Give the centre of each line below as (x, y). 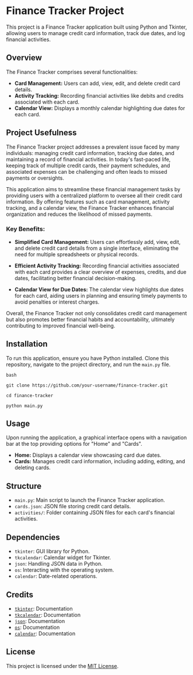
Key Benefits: (26, 229)
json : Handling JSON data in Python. (59, 564)
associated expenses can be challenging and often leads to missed (87, 171)
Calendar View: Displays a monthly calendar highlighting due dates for (100, 108)
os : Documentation (37, 627)
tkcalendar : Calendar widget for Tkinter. (63, 557)
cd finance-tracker (30, 395)
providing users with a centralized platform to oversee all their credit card (94, 195)
